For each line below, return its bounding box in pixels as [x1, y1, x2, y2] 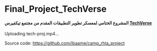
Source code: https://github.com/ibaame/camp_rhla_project [4, 40, 125, 46]
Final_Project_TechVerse [4, 3, 107, 15]
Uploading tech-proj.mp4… [4, 31, 59, 37]
